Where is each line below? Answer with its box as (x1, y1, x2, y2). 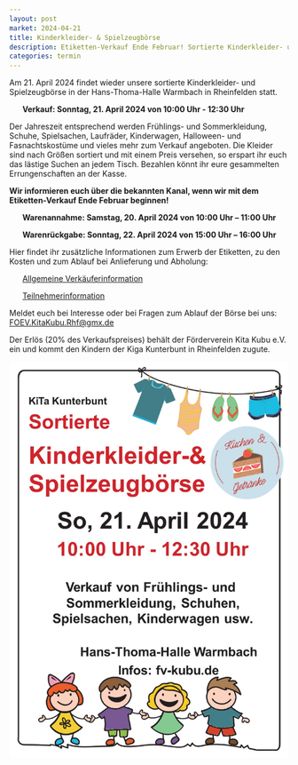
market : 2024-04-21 (9, 23, 82, 33)
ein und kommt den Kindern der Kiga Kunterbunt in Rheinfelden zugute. (9, 344, 271, 355)
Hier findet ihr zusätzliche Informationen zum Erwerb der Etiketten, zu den (9, 247, 281, 258)
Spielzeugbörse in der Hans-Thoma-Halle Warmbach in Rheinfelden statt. (9, 87, 278, 98)
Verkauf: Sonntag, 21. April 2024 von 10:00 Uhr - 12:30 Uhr (21, 104, 245, 115)
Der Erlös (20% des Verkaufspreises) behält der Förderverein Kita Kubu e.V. (9, 334, 286, 346)
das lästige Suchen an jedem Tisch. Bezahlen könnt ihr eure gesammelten (9, 159, 279, 170)
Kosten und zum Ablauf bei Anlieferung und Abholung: (9, 256, 208, 267)
